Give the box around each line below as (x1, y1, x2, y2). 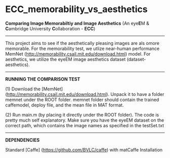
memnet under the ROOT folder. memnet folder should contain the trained (5, 96, 159, 102)
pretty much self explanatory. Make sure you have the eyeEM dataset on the (5, 117, 164, 123)
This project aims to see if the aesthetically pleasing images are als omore (5, 40, 160, 46)
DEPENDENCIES (5, 137, 40, 143)
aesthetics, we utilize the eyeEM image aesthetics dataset (5, 56, 126, 62)
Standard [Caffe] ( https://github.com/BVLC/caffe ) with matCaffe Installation (5, 146, 163, 152)
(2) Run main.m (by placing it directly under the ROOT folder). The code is (5, 112, 159, 118)
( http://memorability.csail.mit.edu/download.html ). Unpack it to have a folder (5, 91, 164, 97)
